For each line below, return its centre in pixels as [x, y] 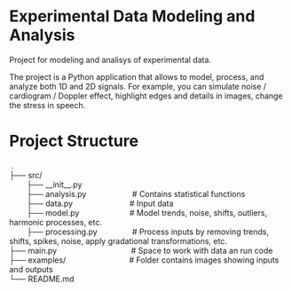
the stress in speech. [47, 105]
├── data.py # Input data [100, 203]
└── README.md [42, 279]
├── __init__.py [54, 185]
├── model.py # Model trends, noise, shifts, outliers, [147, 212]
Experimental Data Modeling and [132, 16]
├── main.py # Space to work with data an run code [141, 250]
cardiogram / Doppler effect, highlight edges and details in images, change [146, 96]
